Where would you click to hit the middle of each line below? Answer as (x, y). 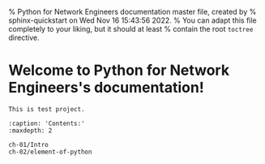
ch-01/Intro (28, 145)
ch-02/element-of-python (50, 152)
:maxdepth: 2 (30, 130)
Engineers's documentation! (106, 88)
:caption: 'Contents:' (47, 123)
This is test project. (47, 109)
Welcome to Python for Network (119, 70)
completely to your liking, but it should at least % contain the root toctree (131, 29)
